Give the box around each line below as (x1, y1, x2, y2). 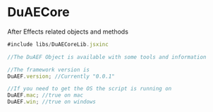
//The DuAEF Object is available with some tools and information (7, 53, 207, 60)
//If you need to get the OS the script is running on (7, 85, 172, 92)
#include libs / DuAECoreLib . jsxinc (7, 41, 109, 48)
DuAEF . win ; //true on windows (7, 99, 97, 106)
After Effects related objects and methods (7, 27, 129, 36)
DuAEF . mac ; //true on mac (7, 92, 83, 99)
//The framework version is (7, 66, 90, 73)
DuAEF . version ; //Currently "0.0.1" (7, 73, 115, 80)
